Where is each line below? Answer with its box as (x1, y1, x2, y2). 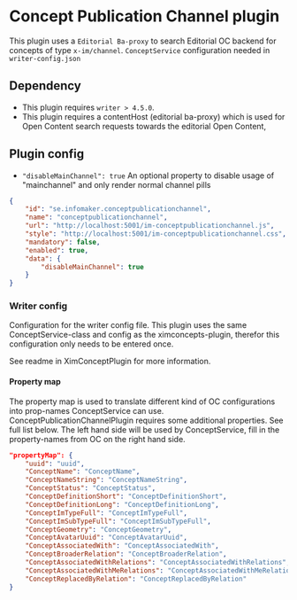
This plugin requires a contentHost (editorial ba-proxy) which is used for (21, 111, 286, 121)
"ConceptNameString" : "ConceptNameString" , (25, 476, 188, 485)
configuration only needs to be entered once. (9, 339, 174, 349)
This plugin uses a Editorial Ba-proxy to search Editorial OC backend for (9, 35, 277, 46)
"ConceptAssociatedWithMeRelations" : (25, 565, 164, 575)
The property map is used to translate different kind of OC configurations (9, 396, 276, 407)
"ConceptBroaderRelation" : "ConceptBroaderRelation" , (25, 549, 227, 559)
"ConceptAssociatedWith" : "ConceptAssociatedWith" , (25, 542, 219, 550)
